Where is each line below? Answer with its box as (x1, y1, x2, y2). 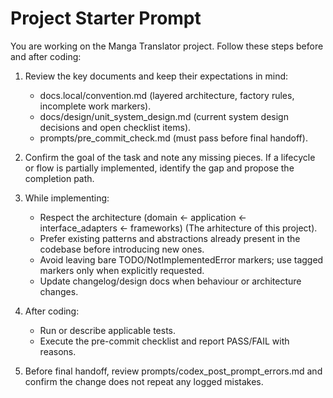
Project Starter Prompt (10, 7, 202, 30)
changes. (39, 285, 79, 297)
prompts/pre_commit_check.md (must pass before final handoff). (39, 132, 308, 144)
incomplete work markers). (39, 100, 152, 112)
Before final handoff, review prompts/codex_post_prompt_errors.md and (24, 365, 323, 377)
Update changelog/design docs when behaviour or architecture (39, 275, 302, 287)
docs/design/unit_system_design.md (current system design (39, 110, 289, 122)
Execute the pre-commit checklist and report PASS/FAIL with (39, 335, 290, 347)
